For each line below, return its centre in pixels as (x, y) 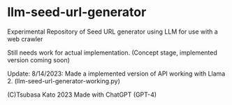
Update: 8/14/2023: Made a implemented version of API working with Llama (116, 73)
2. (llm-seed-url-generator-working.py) (64, 80)
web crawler (25, 38)
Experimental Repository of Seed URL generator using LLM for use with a (113, 31)
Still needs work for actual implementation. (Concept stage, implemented (113, 52)
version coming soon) (38, 59)
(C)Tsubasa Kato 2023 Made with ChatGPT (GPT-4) (82, 94)
